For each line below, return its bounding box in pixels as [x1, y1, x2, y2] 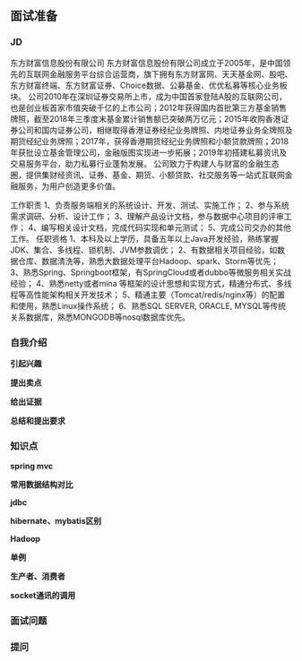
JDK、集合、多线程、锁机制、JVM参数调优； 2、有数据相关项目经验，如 [10, 245, 278, 255]
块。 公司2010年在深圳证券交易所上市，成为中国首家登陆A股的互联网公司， [10, 90, 288, 101]
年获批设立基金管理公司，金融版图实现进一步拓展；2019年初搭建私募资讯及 [10, 147, 288, 158]
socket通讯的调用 [10, 590, 75, 601]
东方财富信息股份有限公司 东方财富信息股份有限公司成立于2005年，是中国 [10, 57, 283, 68]
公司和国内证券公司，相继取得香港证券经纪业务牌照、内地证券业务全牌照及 [17, 124, 293, 135]
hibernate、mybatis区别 [10, 516, 102, 527]
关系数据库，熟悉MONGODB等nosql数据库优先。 [10, 312, 191, 322]
